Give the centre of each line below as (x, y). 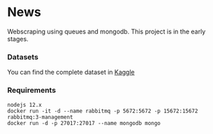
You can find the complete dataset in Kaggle (71, 72)
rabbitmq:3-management (40, 117)
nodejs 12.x (24, 105)
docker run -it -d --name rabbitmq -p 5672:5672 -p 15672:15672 (103, 111)
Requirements (32, 90)
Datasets (23, 57)
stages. (18, 38)
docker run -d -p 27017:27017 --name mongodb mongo (84, 123)
